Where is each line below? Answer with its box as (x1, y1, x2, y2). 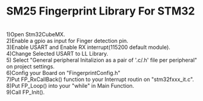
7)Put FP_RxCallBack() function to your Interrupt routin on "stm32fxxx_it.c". (6, 76, 195, 83)
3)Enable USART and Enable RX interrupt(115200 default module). (6, 44, 171, 51)
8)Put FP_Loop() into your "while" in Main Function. (6, 82, 135, 89)
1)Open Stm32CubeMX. (6, 30, 65, 37)
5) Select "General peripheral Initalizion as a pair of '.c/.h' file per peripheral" (6, 56, 198, 64)
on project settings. (6, 62, 55, 70)
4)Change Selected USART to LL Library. (6, 50, 108, 57)
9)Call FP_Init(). (6, 88, 45, 96)
